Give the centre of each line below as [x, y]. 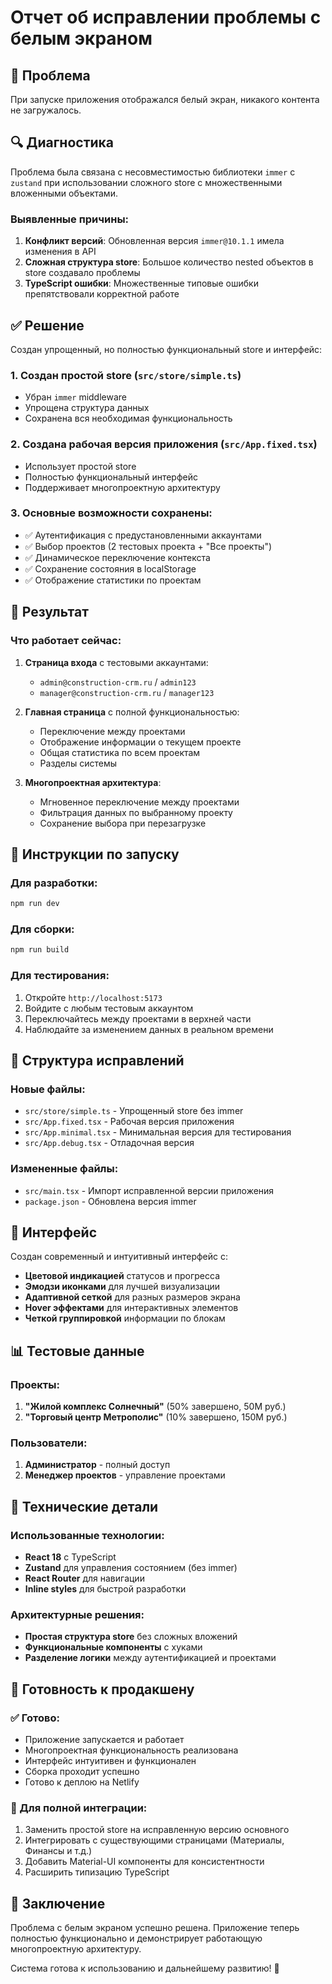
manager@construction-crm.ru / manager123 [127, 692]
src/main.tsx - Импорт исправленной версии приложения [149, 1190]
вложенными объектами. [64, 193]
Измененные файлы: [64, 1169]
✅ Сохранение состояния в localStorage [110, 568]
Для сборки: [42, 929]
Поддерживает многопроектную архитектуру [122, 487]
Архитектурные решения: [77, 1614]
